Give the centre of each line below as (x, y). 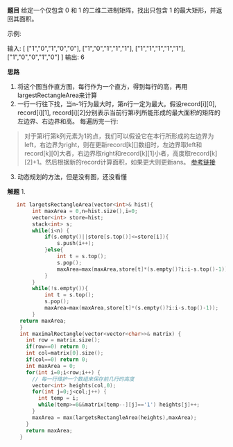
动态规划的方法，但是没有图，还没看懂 (72, 177)
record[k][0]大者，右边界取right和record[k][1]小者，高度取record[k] (121, 153)
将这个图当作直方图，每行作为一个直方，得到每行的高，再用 (102, 86)
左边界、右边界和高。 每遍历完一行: (68, 121)
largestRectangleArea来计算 (57, 95)
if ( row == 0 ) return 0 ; (57, 347)
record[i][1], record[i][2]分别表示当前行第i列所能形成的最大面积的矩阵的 (119, 112)
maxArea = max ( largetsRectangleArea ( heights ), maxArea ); (114, 418)
